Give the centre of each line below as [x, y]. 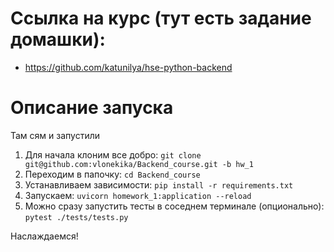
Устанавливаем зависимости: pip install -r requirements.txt [159, 184]
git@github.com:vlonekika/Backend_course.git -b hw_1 [139, 164]
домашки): [58, 39]
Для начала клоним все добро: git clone [113, 154]
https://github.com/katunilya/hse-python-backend [128, 67]
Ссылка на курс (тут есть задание [161, 18]
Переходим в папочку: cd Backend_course [112, 174]
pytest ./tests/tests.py [76, 217]
